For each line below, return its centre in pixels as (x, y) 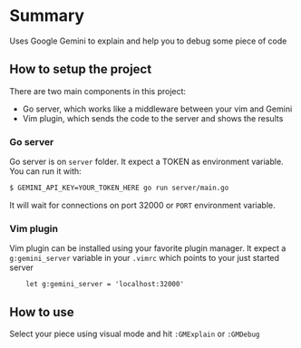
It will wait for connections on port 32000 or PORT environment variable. (142, 205)
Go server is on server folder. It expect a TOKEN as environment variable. (146, 162)
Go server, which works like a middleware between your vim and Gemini (157, 109)
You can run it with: (45, 171)
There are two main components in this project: (98, 91)
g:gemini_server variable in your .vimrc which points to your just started (144, 258)
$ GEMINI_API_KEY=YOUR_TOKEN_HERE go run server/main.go (119, 188)
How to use (42, 312)
